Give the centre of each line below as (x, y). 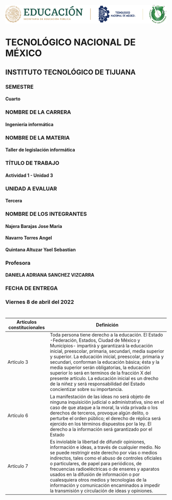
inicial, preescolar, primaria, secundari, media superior (107, 351)
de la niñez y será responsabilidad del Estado (98, 384)
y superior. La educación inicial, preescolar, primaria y (107, 357)
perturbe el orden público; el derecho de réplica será (105, 418)
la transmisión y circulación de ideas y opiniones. (102, 491)
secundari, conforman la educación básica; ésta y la (105, 362)
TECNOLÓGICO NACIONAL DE (70, 42)
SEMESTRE (20, 87)
